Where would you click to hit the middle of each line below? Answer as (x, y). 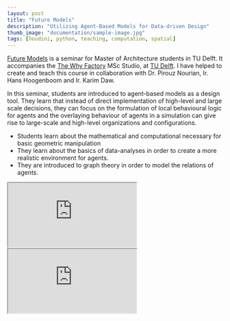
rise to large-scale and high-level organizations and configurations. (102, 123)
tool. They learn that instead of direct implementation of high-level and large (115, 101)
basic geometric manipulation (59, 143)
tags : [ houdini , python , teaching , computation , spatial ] (91, 39)
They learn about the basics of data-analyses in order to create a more (117, 151)
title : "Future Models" (41, 20)
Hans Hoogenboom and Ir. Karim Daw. (61, 80)
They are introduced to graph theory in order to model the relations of (115, 165)
